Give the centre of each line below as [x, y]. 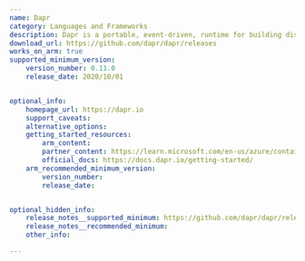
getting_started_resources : [79, 135]
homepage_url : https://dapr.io [85, 110]
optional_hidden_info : [52, 209]
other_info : [48, 235]
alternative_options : [66, 126]
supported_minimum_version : [63, 60]
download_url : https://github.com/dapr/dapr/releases [113, 43]
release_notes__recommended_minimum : [97, 227]
